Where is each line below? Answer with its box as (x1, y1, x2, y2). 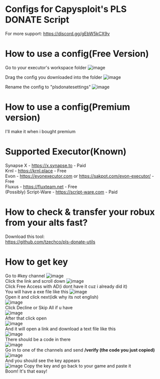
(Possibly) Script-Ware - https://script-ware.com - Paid (5, 189, 118, 195)
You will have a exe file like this (5, 288, 69, 295)
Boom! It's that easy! (5, 368, 47, 374)
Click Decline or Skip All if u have (5, 304, 73, 310)
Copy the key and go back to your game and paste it (24, 363, 131, 369)
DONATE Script (5, 14, 70, 25)
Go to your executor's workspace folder (5, 64, 87, 70)
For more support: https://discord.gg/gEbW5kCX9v (5, 30, 110, 36)
